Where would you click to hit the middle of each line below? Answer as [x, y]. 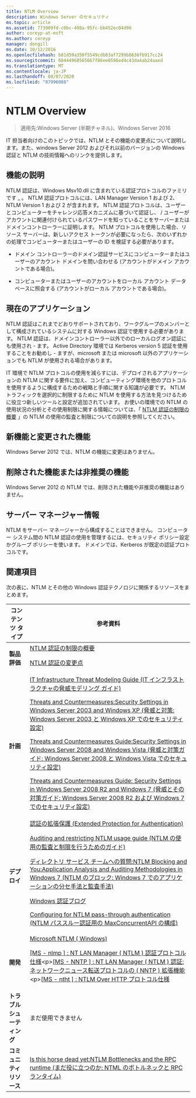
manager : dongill [27, 44]
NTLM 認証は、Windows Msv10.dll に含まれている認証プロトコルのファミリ [97, 190]
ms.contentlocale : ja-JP [36, 71]
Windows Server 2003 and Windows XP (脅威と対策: [102, 710]
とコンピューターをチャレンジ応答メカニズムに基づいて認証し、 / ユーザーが [98, 212]
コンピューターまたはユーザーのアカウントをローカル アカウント [92, 281]
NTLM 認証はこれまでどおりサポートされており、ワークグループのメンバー [95, 324]
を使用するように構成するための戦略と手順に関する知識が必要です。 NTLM [96, 387]
